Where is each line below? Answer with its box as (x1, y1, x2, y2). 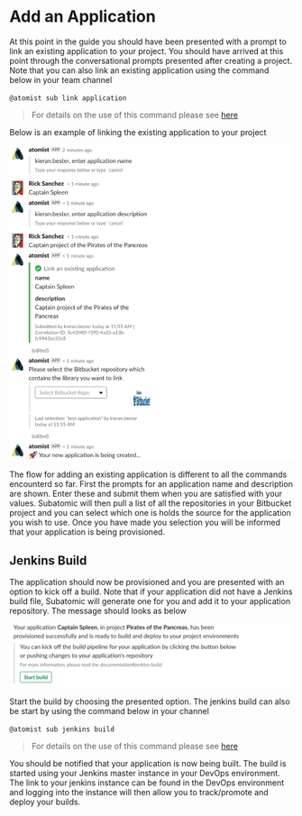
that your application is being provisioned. (9, 527, 165, 537)
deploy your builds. (9, 796, 81, 808)
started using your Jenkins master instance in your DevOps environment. (9, 768, 281, 779)
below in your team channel (9, 74, 113, 85)
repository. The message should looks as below (9, 605, 188, 616)
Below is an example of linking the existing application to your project (9, 126, 267, 137)
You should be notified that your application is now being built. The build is (9, 758, 287, 769)
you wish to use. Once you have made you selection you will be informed (9, 517, 281, 528)
